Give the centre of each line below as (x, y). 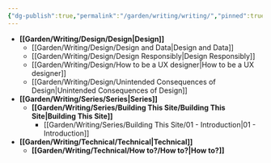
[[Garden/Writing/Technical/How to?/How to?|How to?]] (128, 150)
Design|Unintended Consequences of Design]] (109, 90)
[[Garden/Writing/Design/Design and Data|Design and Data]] (132, 47)
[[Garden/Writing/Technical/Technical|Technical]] (106, 141)
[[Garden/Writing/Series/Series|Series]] (89, 98)
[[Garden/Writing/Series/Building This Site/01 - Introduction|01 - (150, 124)
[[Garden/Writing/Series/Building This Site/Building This (128, 107)
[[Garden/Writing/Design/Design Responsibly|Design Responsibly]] (143, 56)
